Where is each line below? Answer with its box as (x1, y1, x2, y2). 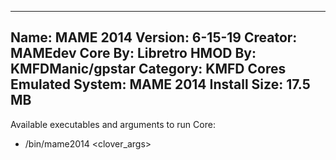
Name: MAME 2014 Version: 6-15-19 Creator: (10, 29, 298, 46)
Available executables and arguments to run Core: (10, 118, 216, 130)
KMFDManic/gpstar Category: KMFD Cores (10, 61, 287, 78)
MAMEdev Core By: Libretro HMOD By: (10, 45, 257, 62)
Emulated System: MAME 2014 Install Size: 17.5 (10, 76, 311, 93)
